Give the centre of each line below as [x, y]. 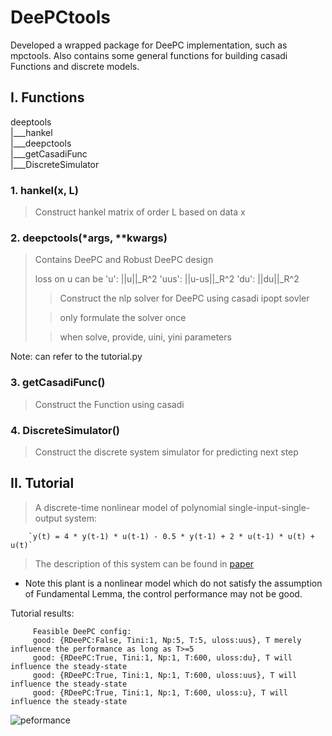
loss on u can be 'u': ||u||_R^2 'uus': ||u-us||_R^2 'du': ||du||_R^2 [167, 279]
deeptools [31, 122]
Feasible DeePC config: [82, 631]
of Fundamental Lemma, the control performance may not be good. [163, 593]
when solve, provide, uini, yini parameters [145, 337]
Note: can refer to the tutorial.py [76, 357]
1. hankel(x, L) [44, 190]
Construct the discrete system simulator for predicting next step [166, 452]
